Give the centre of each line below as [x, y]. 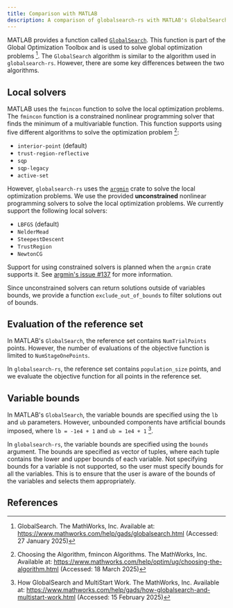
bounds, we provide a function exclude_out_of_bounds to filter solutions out [114, 295]
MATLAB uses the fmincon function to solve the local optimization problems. [115, 109]
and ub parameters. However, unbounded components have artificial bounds [116, 422]
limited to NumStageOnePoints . [49, 356]
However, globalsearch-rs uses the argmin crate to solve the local [101, 189]
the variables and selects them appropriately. [72, 481]
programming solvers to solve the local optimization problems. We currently [115, 203]
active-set [33, 175]
